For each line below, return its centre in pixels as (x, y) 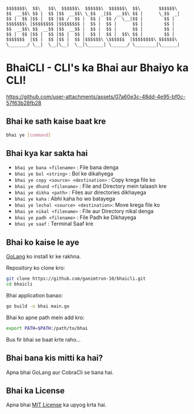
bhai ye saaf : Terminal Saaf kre (54, 224)
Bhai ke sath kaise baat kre (56, 122)
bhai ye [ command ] (29, 135)
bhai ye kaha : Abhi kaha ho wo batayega (65, 199)
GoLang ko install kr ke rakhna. (44, 257)
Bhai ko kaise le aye (43, 242)
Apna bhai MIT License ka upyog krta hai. (56, 405)
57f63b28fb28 (24, 102)
